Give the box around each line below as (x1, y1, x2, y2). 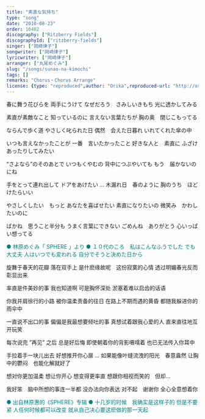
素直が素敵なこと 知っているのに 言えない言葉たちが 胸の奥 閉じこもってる (6, 114, 198, 121)
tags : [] (6, 72, 29, 78)
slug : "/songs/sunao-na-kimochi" (6, 66, 92, 72)
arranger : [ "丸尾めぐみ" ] (6, 60, 68, 66)
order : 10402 (6, 26, 40, 32)
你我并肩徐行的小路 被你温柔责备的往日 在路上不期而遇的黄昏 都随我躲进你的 (6, 298, 198, 304)
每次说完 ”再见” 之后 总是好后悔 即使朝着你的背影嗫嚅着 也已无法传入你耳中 (6, 339, 195, 346)
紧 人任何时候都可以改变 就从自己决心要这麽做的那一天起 (6, 406, 148, 413)
